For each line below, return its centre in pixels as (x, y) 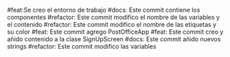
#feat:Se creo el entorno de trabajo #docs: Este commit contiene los (104, 10)
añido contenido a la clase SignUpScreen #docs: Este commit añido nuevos (114, 39)
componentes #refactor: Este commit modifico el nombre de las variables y (113, 17)
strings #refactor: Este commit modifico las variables (82, 46)
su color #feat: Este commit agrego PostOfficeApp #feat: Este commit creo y (115, 32)
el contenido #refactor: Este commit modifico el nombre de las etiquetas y (112, 24)
